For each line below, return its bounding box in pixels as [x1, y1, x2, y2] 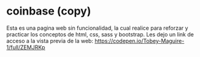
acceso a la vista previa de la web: [6, 37, 94, 44]
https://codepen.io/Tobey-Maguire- [94, 37, 185, 44]
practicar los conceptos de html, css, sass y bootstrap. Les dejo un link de [6, 30, 194, 38]
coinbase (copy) [6, 4, 91, 18]
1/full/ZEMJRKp [6, 44, 45, 51]
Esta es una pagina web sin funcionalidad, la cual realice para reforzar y [6, 24, 188, 32]
